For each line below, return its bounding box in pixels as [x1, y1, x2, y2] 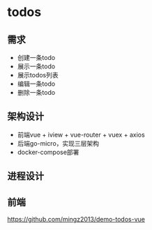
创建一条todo [17, 54, 56, 61]
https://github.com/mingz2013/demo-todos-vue [7, 215, 145, 224]
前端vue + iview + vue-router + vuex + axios [17, 130, 145, 139]
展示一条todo [17, 62, 56, 70]
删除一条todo [17, 89, 56, 96]
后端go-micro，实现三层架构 [17, 139, 100, 147]
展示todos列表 [17, 71, 59, 79]
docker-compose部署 [17, 148, 79, 156]
